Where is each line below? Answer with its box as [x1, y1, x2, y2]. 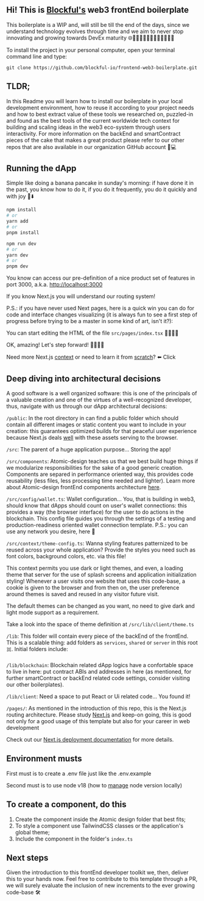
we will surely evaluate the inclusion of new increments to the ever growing [6, 882, 195, 889]
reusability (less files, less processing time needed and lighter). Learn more [6, 477, 195, 484]
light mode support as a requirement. [6, 609, 99, 616]
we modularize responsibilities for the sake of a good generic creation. [6, 464, 184, 471]
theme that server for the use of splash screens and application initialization [6, 571, 197, 578]
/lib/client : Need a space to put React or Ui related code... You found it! [6, 693, 191, 700]
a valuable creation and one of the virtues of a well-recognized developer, [6, 396, 192, 403]
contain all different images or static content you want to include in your [6, 421, 187, 428]
